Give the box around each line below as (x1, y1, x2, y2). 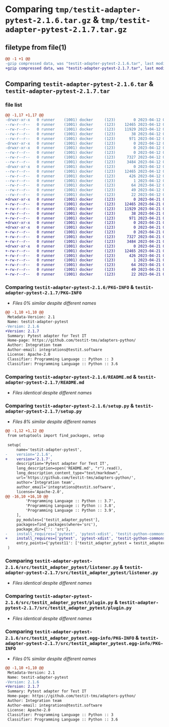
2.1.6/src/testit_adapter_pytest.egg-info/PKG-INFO (5, 635, 135, 641)
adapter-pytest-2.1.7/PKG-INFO (5, 290, 82, 295)
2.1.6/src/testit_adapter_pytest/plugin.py (5, 600, 114, 606)
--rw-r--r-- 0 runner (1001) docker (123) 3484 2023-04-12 (5, 159, 161, 165)
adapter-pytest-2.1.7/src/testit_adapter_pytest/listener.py (5, 570, 158, 576)
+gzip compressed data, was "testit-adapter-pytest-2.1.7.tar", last (5, 65, 154, 71)
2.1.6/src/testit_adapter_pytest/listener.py (5, 564, 119, 570)
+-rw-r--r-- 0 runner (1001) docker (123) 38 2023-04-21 (5, 211, 161, 216)
